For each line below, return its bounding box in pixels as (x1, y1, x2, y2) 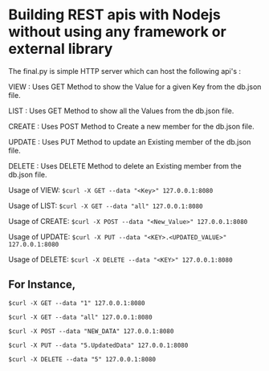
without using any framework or (8, 22, 226, 41)
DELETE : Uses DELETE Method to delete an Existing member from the (8, 161, 243, 170)
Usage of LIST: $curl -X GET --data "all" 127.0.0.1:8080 (8, 201, 203, 210)
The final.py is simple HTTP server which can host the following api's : (8, 66, 242, 75)
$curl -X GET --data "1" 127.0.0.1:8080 (8, 299, 146, 307)
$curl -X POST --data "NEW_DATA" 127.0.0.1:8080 (8, 327, 174, 335)
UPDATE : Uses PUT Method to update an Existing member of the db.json (8, 137, 251, 146)
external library (8, 40, 113, 58)
